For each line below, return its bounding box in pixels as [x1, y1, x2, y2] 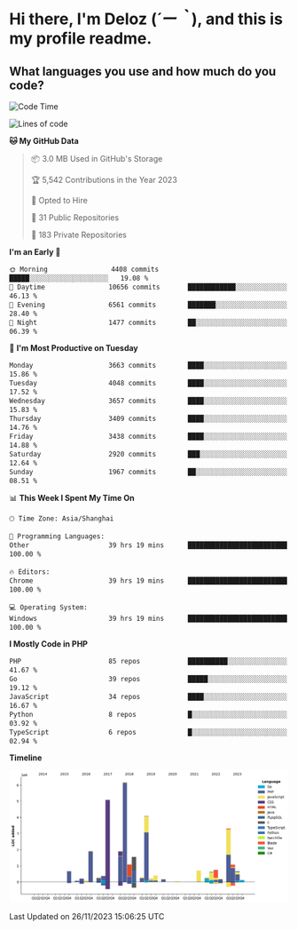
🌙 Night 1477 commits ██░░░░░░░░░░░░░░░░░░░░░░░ [9, 318, 288, 327]
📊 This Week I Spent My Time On [9, 493, 135, 503]
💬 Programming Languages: [9, 532, 105, 541]
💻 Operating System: [9, 603, 89, 612]
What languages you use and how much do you [9, 64, 277, 79]
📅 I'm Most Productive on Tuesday [9, 343, 139, 353]
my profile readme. [9, 28, 152, 49]
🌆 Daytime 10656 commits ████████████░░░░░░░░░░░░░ [9, 282, 288, 291]
